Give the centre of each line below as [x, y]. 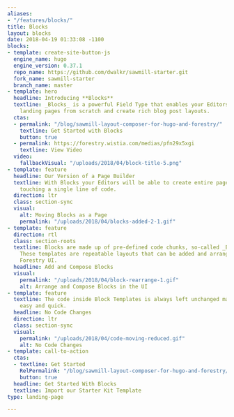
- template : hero [32, 92]
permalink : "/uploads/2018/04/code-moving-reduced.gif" [103, 338]
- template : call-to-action [48, 351]
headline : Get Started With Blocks [65, 384]
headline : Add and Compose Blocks [63, 267]
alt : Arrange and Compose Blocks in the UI [84, 286]
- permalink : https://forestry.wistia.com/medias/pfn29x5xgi [104, 144]
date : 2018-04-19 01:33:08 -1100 [56, 40]
